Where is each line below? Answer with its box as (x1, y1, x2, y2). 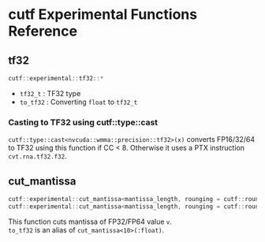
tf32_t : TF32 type (19, 88, 81, 98)
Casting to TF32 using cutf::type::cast (8, 117, 159, 128)
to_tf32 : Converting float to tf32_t (19, 97, 138, 106)
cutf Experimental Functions (8, 6, 198, 24)
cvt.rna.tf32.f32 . (8, 151, 67, 161)
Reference (8, 22, 77, 40)
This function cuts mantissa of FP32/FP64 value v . (8, 217, 172, 226)
